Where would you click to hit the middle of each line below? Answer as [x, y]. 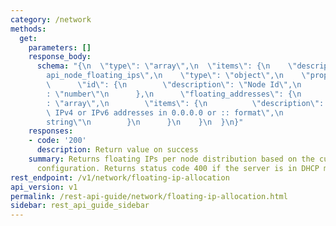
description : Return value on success [117, 150]
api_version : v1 [44, 187]
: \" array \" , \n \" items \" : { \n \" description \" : [185, 103]
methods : [28, 29]
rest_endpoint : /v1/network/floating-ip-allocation [120, 177]
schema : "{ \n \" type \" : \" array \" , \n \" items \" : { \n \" [167, 66]
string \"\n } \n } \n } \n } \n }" [145, 122]
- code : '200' [57, 141]
